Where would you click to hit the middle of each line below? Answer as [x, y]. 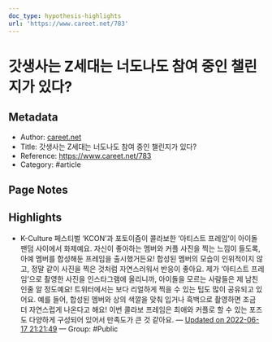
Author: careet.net [51, 137]
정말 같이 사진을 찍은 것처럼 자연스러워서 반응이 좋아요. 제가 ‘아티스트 [140, 269]
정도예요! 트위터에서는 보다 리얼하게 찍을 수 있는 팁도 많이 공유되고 [149, 289]
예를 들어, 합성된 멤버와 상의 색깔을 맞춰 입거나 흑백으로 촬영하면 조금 [147, 299]
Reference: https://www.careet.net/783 [86, 156]
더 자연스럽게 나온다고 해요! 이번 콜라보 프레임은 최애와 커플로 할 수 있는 [134, 309]
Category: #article [50, 164]
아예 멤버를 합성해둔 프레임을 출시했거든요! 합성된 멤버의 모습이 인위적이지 [137, 258]
